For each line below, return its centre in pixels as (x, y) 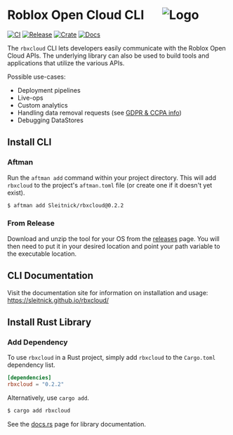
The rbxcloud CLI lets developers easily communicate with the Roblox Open (116, 48)
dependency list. (32, 365)
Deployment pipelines (49, 90)
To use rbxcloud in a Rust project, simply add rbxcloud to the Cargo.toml (112, 358)
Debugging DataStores (51, 120)
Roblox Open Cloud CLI (76, 15)
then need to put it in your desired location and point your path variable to (114, 246)
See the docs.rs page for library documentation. (76, 424)
